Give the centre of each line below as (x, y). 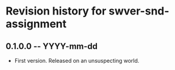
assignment (36, 24)
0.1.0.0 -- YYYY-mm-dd (52, 46)
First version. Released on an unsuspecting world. (77, 61)
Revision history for (56, 11)
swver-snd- (139, 11)
